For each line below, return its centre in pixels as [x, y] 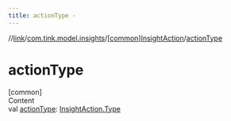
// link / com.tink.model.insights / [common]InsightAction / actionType [115, 38]
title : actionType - [42, 15]
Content [21, 100]
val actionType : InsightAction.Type [65, 108]
